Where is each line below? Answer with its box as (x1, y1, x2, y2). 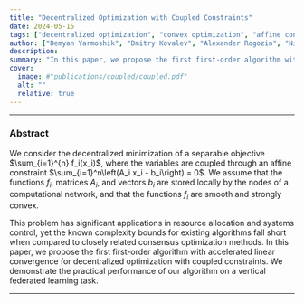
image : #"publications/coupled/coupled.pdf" (17, 72, 188, 81)
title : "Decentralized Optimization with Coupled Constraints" (9, 13, 253, 23)
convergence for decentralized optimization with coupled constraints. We (9, 256, 283, 267)
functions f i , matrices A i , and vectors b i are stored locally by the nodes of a (9, 176, 289, 190)
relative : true (17, 89, 75, 98)
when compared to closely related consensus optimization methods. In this (9, 237, 290, 248)
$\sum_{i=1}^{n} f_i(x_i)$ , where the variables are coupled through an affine (9, 157, 292, 168)
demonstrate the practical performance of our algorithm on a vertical (9, 266, 267, 277)
